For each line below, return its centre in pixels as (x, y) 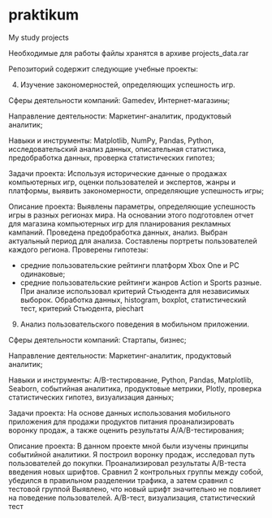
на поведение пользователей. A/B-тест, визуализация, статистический (132, 498)
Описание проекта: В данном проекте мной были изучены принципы (129, 446)
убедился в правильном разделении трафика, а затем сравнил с (121, 480)
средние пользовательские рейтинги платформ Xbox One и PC (130, 265)
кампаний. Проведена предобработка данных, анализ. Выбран (118, 232)
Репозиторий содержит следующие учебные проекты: (104, 69)
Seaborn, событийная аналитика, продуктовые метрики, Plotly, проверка (135, 388)
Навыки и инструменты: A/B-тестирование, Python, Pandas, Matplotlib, (131, 380)
